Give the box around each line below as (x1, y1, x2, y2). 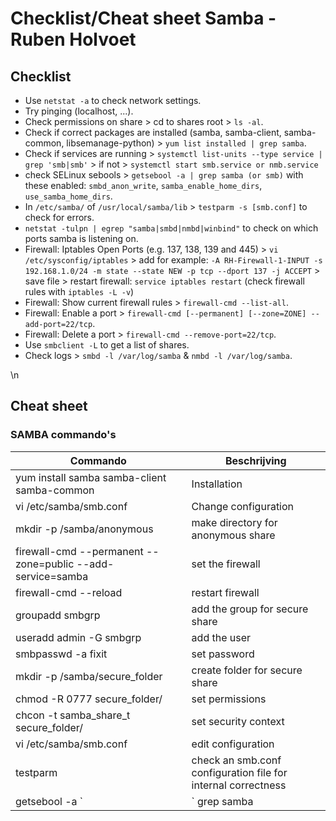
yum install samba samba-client (15, 470, 167, 484)
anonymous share (191, 528, 276, 542)
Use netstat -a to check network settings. (24, 95, 202, 106)
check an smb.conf (191, 753, 282, 767)
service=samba (15, 569, 89, 583)
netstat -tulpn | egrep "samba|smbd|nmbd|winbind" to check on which (24, 222, 319, 234)
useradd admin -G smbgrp (15, 630, 142, 644)
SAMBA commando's (10, 428, 117, 442)
